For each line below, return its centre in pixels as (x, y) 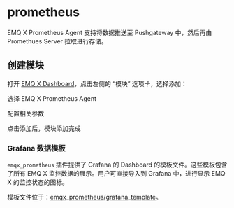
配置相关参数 (25, 113)
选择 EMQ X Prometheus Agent (52, 98)
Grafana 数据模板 (36, 148)
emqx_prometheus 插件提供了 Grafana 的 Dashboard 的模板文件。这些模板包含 (117, 165)
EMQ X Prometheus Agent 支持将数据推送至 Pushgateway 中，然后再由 (110, 32)
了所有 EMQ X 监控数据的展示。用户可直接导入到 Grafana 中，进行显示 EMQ (116, 174)
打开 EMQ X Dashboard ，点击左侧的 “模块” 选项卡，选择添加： (97, 83)
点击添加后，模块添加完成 (44, 128)
